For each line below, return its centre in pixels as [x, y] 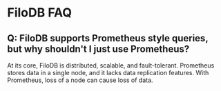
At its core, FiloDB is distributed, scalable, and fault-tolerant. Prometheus [111, 65]
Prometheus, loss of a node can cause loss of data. [80, 80]
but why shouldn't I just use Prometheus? [98, 49]
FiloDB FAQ [40, 13]
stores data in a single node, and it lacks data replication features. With [108, 73]
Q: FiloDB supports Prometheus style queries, [108, 38]
